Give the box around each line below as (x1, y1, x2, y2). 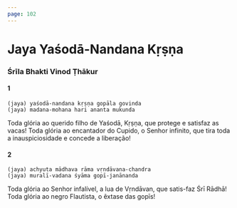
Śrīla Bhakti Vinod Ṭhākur (7, 66, 98, 76)
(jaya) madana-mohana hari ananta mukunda (7, 106, 135, 113)
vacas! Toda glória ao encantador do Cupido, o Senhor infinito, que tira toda (7, 126, 231, 135)
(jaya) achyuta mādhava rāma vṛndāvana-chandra (7, 166, 152, 173)
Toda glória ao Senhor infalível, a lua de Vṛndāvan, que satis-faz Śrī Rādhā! (7, 184, 228, 193)
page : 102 (7, 10, 37, 18)
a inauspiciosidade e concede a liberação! (7, 133, 132, 142)
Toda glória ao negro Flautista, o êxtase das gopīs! (7, 192, 156, 201)
